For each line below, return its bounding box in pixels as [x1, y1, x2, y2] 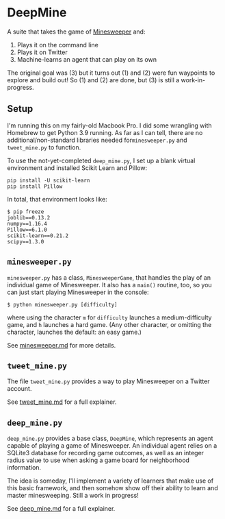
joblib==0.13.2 [7, 214, 51, 221]
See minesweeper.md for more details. [7, 341, 116, 349]
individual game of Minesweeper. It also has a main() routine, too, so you [7, 280, 212, 289]
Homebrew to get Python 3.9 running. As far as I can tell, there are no [7, 128, 203, 136]
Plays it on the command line [16, 40, 99, 49]
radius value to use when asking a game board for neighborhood [7, 456, 190, 464]
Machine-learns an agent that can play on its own [16, 55, 157, 63]
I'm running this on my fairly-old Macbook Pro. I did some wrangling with [7, 121, 212, 130]
